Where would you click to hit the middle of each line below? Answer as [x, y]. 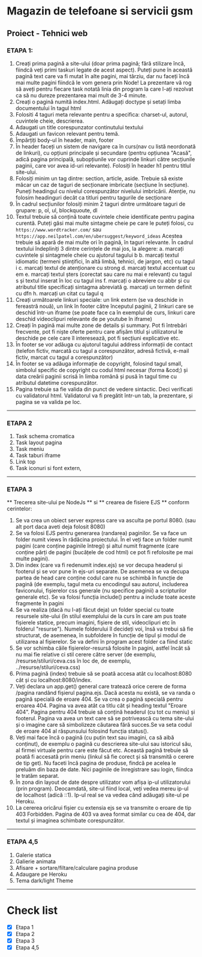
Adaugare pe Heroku [41, 874]
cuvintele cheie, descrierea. [50, 121]
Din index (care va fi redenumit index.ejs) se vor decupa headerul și [99, 565]
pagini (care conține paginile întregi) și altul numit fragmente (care [97, 546]
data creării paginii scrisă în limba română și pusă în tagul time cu [96, 376]
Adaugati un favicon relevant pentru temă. [67, 133]
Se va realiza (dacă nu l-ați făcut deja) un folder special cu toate [95, 610]
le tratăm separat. [37, 776]
